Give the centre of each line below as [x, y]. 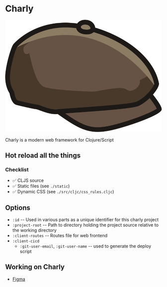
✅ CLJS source [28, 180]
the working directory [35, 230]
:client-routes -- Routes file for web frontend [60, 236]
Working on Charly [35, 267]
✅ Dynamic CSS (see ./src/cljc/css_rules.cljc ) [63, 192]
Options [18, 208]
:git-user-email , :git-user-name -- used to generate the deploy [85, 246]
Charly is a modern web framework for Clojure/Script [60, 140]
